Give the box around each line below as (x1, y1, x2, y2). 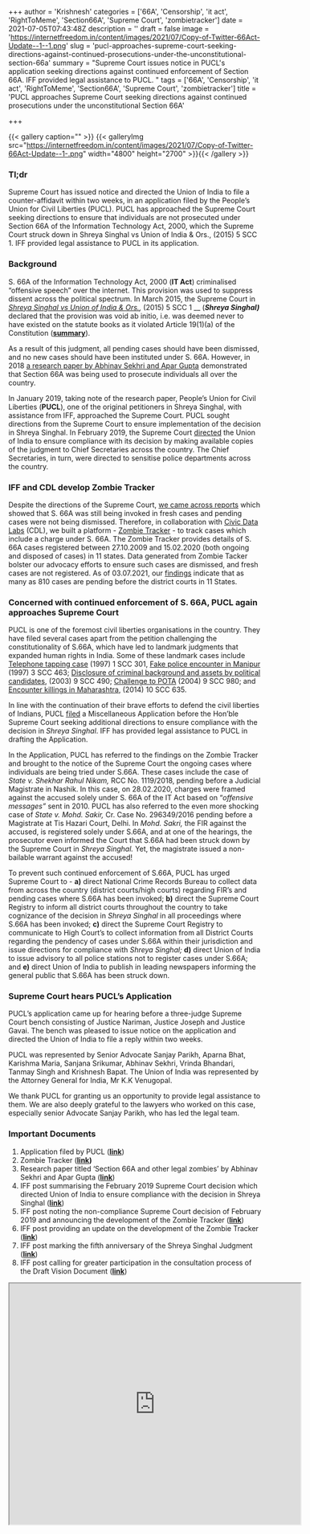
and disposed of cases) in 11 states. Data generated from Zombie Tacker (8, 550, 248, 561)
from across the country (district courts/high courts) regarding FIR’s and (8, 886, 247, 895)
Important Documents (8, 1128, 96, 1139)
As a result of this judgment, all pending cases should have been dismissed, (8, 343, 259, 353)
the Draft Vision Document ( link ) (19, 1266, 128, 1276)
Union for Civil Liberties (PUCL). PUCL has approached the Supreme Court (8, 204, 255, 214)
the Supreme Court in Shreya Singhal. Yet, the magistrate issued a (8, 844, 227, 854)
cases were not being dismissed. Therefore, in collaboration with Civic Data (8, 517, 259, 526)
